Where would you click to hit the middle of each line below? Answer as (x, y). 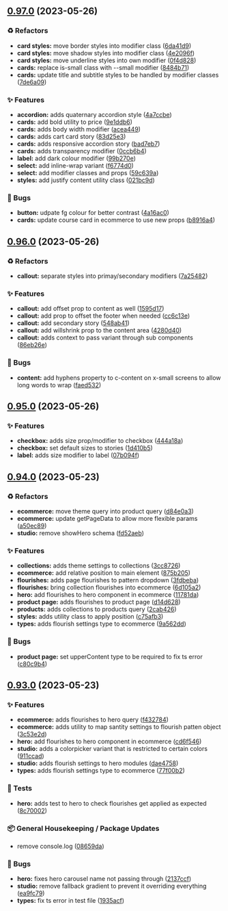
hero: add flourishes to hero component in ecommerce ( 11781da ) (108, 595)
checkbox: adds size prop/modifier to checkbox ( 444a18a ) (100, 441)
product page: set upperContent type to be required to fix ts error (110, 656)
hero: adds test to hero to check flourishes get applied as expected (112, 803)
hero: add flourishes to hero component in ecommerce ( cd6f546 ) (109, 741)
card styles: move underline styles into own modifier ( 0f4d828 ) (106, 60)
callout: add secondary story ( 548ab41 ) (73, 323)
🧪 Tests (20, 788)
